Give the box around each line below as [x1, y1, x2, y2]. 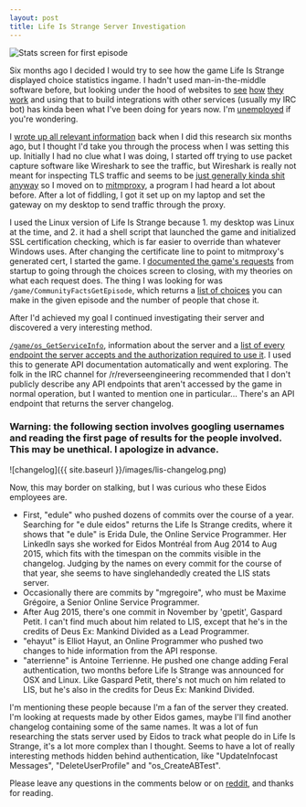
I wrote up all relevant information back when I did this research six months [9, 131, 292, 142]
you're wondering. [9, 113, 79, 124]
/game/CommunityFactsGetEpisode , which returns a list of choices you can [9, 284, 283, 295]
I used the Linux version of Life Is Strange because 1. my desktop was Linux [9, 217, 295, 228]
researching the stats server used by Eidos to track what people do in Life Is [9, 730, 296, 741]
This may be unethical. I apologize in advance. [9, 443, 219, 456]
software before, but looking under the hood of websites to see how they [9, 84, 285, 95]
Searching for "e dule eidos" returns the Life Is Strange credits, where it [22, 518, 292, 530]
